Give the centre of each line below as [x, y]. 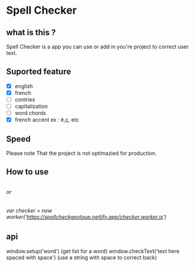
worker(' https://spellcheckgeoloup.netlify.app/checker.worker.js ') [87, 217]
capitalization [31, 106]
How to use [27, 172]
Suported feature [39, 72]
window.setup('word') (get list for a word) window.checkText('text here [93, 251]
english [24, 86]
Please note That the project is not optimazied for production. [81, 153]
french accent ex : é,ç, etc [47, 120]
